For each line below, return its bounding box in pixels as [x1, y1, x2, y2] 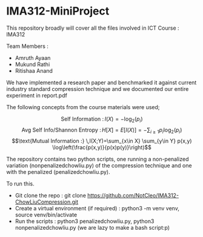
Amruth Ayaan [15, 54, 51, 61]
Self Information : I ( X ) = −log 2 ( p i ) [61, 115, 143, 124]
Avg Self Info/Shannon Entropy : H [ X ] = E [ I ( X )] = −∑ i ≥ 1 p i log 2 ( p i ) [21, 126, 182, 135]
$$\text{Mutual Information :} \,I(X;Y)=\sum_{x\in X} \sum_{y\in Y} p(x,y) [12, 137, 192, 144]
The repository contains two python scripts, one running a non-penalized [6, 155, 189, 162]
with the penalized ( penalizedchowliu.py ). [6, 168, 110, 175]
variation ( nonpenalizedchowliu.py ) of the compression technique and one [6, 162, 192, 169]
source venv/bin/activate [15, 211, 78, 218]
